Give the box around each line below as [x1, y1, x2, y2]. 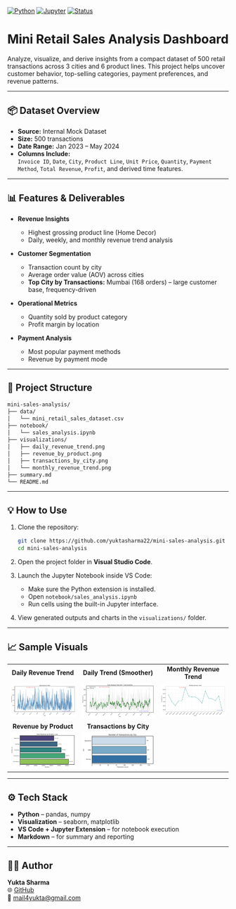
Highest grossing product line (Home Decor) [27, 228, 157, 236]
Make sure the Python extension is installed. [27, 585, 156, 593]
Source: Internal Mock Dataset [17, 127, 107, 135]
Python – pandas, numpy [17, 810, 91, 819]
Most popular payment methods [27, 347, 121, 355]
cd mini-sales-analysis [17, 545, 88, 552]
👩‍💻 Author [7, 859, 53, 872]
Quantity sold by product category [27, 312, 128, 321]
